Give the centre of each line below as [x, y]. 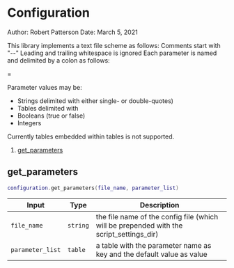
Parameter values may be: [45, 87]
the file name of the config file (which [157, 216]
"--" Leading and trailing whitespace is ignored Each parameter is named [112, 53]
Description [159, 205]
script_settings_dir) [127, 234]
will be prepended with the [139, 226]
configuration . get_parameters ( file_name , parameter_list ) [93, 188]
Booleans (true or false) [51, 116]
